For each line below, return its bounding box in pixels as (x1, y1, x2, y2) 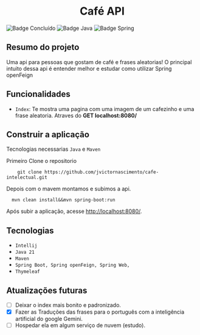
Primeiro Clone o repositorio (6, 157, 77, 165)
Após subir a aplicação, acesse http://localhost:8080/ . (6, 207, 142, 215)
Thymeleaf (15, 268, 41, 275)
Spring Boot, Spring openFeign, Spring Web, (15, 262, 130, 268)
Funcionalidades (6, 89, 71, 99)
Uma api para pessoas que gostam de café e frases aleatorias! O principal (6, 58, 192, 65)
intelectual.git (6, 175, 47, 181)
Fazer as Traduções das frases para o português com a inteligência (15, 308, 185, 315)
